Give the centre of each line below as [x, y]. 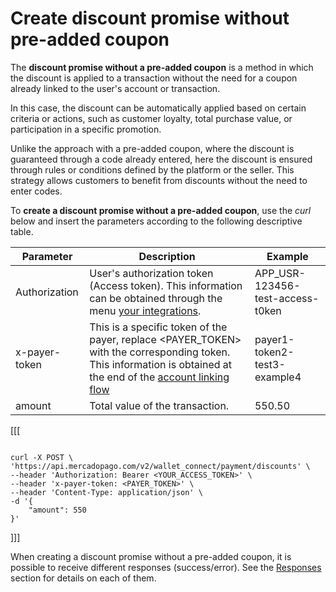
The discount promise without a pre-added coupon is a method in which [162, 67]
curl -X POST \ [42, 457]
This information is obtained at [161, 364]
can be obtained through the [156, 298]
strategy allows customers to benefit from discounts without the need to [159, 180]
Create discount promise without [150, 18]
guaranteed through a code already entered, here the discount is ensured [161, 159]
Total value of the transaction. [159, 405]
